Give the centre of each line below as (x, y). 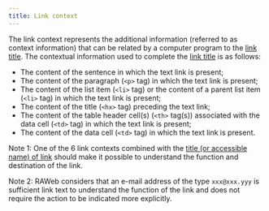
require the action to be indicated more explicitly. (90, 198)
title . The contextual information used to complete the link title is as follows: (135, 56)
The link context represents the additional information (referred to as (123, 39)
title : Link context (43, 16)
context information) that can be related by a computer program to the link (133, 47)
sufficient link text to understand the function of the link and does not (124, 189)
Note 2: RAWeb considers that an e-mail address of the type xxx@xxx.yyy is (134, 181)
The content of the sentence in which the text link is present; (121, 72)
